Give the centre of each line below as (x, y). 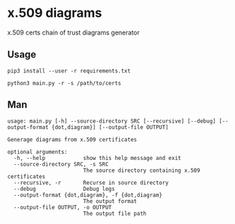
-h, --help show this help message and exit (97, 158)
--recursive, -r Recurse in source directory (91, 182)
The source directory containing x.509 (141, 170)
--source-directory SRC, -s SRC (61, 164)
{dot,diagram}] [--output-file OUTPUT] (110, 127)
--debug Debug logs (64, 189)
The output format (110, 201)
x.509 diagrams (55, 13)
